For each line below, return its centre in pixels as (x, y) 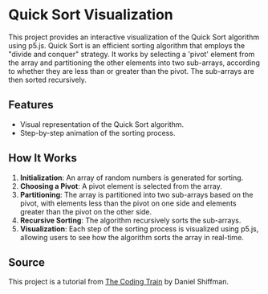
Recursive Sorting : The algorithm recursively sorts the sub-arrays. (130, 220)
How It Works (43, 158)
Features (31, 105)
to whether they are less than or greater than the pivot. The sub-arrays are (131, 71)
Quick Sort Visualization (91, 15)
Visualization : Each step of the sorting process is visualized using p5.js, (139, 229)
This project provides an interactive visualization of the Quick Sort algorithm (134, 37)
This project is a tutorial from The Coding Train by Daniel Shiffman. (119, 282)
